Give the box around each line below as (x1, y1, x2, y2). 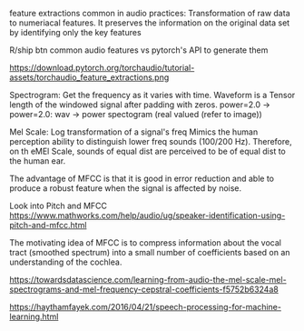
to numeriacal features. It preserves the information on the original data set (9, 17, 290, 28)
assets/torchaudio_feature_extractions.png (9, 72, 170, 83)
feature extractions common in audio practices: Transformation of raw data (9, 8, 290, 18)
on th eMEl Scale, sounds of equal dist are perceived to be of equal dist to (9, 145, 286, 156)
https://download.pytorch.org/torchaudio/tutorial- (9, 63, 195, 73)
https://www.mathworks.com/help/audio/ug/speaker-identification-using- (9, 210, 286, 221)
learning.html (9, 311, 59, 322)
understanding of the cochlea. (9, 256, 123, 267)
